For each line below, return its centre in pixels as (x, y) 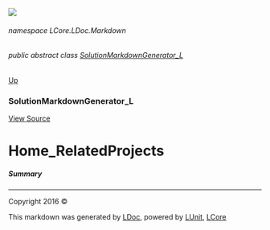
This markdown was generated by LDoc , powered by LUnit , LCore (117, 217)
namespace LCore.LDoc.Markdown (67, 30)
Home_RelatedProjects (86, 151)
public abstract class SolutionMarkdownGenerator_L (96, 55)
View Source (29, 119)
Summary (25, 174)
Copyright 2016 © (38, 202)
